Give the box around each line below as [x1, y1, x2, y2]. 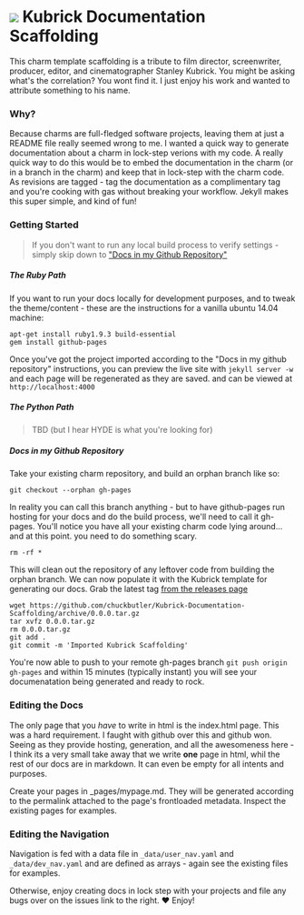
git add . [9, 633, 47, 642]
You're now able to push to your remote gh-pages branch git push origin [9, 657, 288, 668]
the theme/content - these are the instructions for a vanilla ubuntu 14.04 [9, 302, 279, 313]
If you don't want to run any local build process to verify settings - [31, 239, 279, 250]
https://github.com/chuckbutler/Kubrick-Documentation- [29, 601, 246, 610]
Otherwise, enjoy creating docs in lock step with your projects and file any [9, 885, 287, 897]
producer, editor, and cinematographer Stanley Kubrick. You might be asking [9, 65, 296, 76]
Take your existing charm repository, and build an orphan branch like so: [9, 468, 280, 479]
